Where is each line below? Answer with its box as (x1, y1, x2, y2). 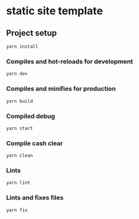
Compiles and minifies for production (6, 85, 116, 93)
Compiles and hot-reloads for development (6, 57, 134, 65)
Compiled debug (6, 112, 55, 120)
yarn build (6, 98, 33, 104)
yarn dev (6, 71, 28, 77)
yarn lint (6, 180, 31, 186)
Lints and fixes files (6, 193, 64, 202)
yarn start (6, 125, 33, 132)
